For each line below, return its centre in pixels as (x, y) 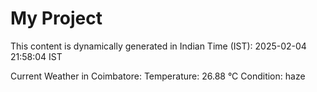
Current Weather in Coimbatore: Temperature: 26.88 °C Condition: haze (158, 76)
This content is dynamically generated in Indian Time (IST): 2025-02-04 (158, 46)
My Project (56, 18)
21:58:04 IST (36, 56)
